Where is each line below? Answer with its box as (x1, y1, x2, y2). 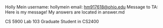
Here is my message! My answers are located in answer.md (5, 9, 125, 15)
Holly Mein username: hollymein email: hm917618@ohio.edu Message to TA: (5, 4, 159, 10)
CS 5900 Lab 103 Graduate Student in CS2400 (5, 19, 99, 24)
